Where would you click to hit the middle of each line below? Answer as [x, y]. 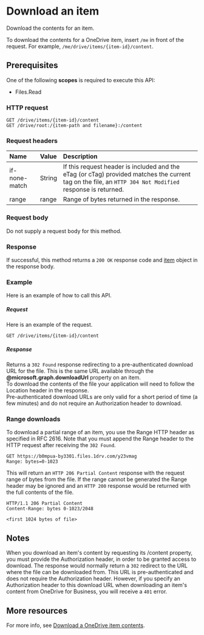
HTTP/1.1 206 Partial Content [45, 504]
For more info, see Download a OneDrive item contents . [76, 625]
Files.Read [28, 92]
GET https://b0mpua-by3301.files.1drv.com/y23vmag [72, 456]
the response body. [31, 266]
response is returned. [93, 190]
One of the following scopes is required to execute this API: [81, 80]
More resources [37, 610]
